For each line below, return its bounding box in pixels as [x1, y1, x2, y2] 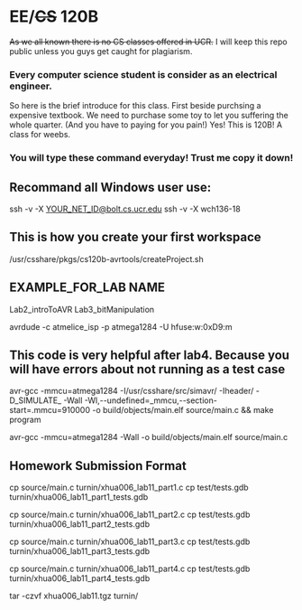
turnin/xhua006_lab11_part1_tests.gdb [9, 492, 149, 502]
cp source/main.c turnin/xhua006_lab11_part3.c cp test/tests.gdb [9, 536, 251, 548]
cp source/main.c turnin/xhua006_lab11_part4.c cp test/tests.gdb [9, 563, 251, 575]
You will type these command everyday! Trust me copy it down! [9, 152, 294, 164]
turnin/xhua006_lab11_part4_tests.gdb [9, 573, 151, 584]
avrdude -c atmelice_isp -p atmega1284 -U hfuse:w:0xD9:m [9, 321, 233, 332]
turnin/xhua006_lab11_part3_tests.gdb [9, 546, 151, 557]
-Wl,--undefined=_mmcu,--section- [84, 395, 218, 406]
